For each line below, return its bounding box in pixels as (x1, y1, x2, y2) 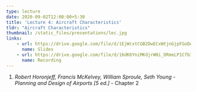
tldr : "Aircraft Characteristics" (6, 24, 91, 31)
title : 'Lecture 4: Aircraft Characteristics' (6, 19, 122, 25)
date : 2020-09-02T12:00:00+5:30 (6, 14, 85, 20)
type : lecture (6, 8, 41, 15)
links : (6, 36, 22, 41)
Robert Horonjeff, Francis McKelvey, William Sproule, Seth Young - (14, 73, 176, 80)
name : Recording (21, 57, 62, 63)
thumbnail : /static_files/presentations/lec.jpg (6, 30, 127, 36)
